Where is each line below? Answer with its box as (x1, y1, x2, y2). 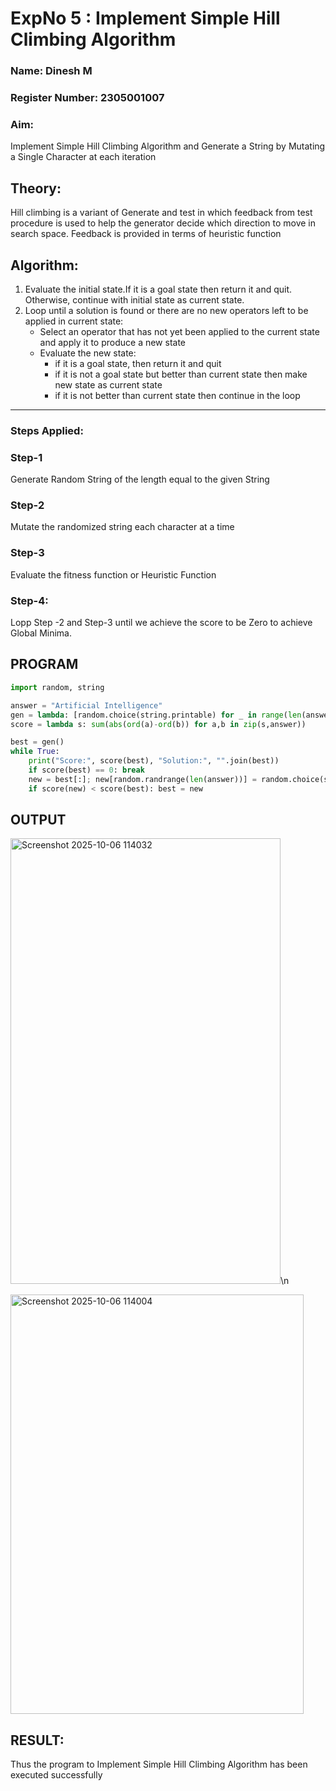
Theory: (10, 180, 62, 197)
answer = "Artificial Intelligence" (10, 700, 163, 711)
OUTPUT (10, 812, 67, 829)
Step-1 (10, 450, 43, 464)
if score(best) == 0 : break (28, 765, 145, 775)
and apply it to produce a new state (39, 336, 187, 348)
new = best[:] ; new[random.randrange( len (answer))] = (28, 774, 257, 784)
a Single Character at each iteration (10, 151, 157, 163)
